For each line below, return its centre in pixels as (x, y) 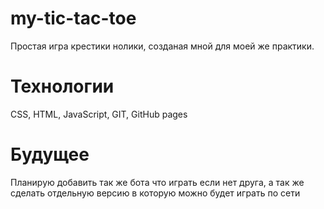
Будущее (50, 154)
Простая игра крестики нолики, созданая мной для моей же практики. (162, 46)
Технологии (62, 86)
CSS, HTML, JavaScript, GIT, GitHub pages (99, 114)
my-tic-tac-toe (73, 18)
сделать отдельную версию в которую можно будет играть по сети (155, 193)
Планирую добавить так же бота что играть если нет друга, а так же (157, 182)
